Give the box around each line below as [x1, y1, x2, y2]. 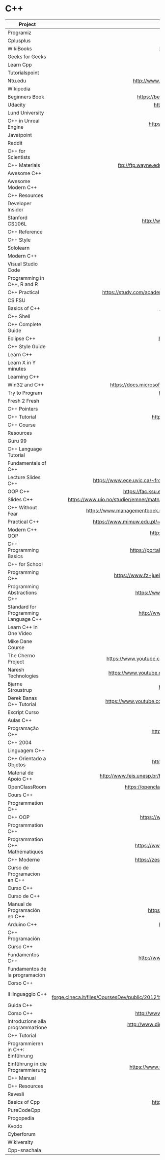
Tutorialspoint [7, 69, 39, 76]
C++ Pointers [7, 405, 38, 412]
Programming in [7, 274, 45, 281]
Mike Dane [7, 637, 32, 644]
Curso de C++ [7, 893, 40, 899]
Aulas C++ [7, 716, 32, 723]
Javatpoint [7, 131, 32, 138]
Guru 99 [7, 437, 27, 444]
